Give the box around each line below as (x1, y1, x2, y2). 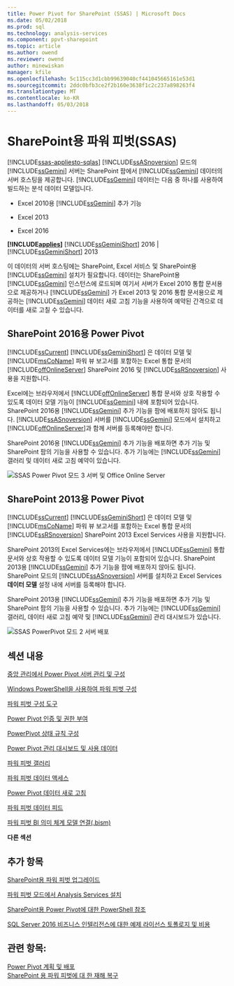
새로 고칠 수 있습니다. (25, 305, 84, 314)
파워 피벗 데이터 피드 (7, 804, 64, 812)
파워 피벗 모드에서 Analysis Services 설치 (7, 890, 122, 899)
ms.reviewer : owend (7, 56, 64, 63)
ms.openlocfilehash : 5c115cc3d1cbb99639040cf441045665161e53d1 (7, 75, 196, 82)
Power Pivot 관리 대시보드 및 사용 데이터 (7, 744, 118, 753)
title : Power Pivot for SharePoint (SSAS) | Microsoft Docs (7, 10, 187, 17)
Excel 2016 (17, 226, 49, 235)
